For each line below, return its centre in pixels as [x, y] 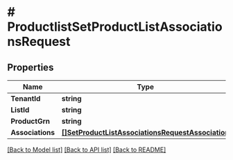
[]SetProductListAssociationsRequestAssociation [145, 133]
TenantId [26, 98]
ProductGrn [31, 121]
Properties [31, 67]
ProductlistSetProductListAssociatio [115, 27]
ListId [20, 110]
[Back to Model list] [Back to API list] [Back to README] [87, 150]
